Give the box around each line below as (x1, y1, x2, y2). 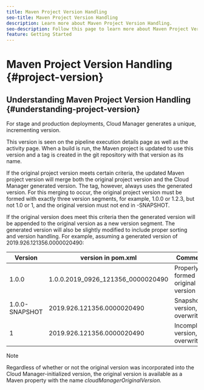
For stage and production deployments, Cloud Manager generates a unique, (6, 120, 196, 127)
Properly (174, 264, 199, 272)
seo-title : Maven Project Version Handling (6, 15, 118, 21)
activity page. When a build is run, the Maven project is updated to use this (6, 145, 194, 152)
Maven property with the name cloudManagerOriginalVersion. (6, 377, 162, 384)
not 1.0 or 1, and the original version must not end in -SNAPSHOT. (6, 201, 170, 209)
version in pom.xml (80, 254, 137, 262)
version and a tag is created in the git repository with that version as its (6, 151, 184, 158)
